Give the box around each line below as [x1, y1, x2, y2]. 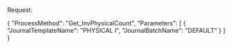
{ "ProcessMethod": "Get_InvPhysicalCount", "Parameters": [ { [7, 19, 186, 27]
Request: [7, 6, 33, 14]
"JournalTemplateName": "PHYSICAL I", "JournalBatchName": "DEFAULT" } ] [7, 27, 226, 34]
